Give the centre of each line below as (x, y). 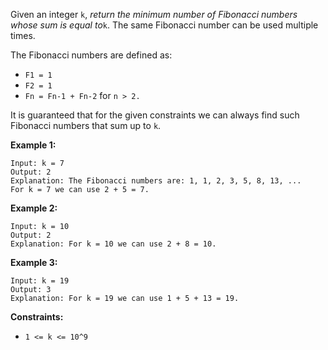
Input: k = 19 (40, 281)
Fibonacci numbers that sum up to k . (86, 125)
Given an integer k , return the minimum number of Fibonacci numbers (154, 14)
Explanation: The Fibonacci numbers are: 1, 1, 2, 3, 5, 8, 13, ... (156, 181)
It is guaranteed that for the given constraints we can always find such (155, 115)
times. (23, 35)
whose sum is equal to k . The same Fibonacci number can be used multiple (164, 25)
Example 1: (33, 145)
